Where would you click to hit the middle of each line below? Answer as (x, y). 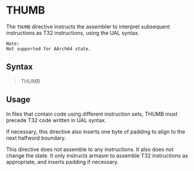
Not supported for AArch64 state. (49, 49)
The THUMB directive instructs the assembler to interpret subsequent (88, 27)
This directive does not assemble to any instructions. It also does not (90, 149)
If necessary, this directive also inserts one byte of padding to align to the (96, 131)
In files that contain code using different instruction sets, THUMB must (92, 114)
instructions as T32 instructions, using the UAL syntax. (73, 32)
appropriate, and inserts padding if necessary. (62, 162)
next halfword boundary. (36, 138)
